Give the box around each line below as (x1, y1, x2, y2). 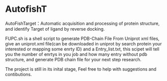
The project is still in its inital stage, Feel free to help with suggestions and (5, 66, 157, 72)
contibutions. (5, 71, 32, 77)
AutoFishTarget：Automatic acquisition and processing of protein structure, (5, 20, 160, 26)
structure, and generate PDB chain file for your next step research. (5, 56, 142, 62)
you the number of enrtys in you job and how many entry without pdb (5, 51, 148, 57)
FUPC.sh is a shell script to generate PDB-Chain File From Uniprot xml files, (5, 36, 160, 41)
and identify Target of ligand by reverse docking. (5, 26, 105, 32)
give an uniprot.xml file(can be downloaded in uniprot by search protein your (5, 40, 162, 46)
